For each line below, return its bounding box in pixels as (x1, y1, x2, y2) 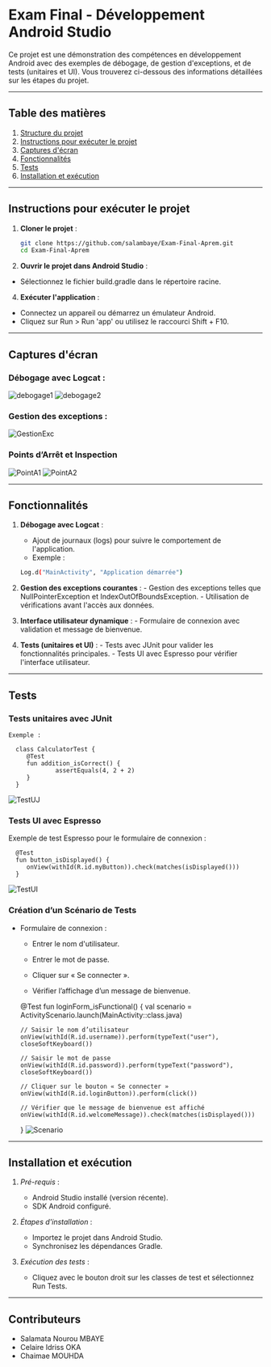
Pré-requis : (19, 1177, 60, 1187)
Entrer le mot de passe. (31, 954, 110, 964)
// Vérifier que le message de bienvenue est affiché (19, 1103, 205, 1111)
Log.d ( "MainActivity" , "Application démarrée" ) (19, 569, 184, 577)
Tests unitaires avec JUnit (8, 713, 113, 724)
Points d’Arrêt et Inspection (8, 449, 118, 460)
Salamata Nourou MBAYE (19, 1334, 105, 1344)
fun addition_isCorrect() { (26, 759, 121, 768)
